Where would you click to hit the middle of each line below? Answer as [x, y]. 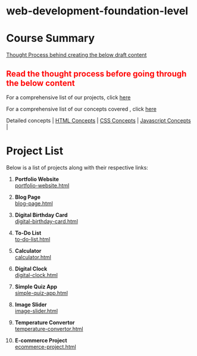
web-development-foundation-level [97, 11]
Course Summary [51, 39]
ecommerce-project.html [45, 346]
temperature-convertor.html [49, 329]
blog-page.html [34, 203]
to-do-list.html [32, 239]
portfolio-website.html [42, 185]
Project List [35, 151]
